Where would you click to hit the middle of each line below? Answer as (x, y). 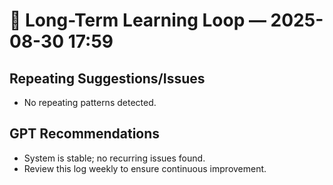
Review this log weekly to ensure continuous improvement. (145, 168)
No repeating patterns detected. (90, 102)
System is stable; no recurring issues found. (114, 158)
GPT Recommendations (85, 134)
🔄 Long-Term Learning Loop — (138, 20)
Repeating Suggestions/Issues (107, 78)
